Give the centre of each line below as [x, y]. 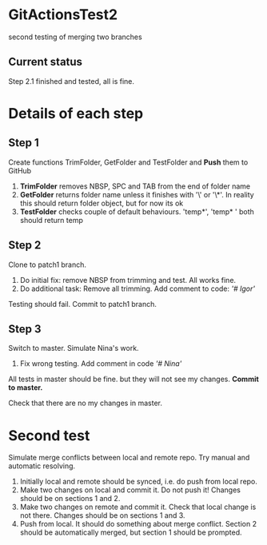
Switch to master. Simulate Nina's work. [74, 348]
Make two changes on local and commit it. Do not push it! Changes [130, 490]
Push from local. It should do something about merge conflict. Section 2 [138, 524]
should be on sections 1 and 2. [70, 499]
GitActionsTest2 [63, 15]
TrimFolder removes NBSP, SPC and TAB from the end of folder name [135, 186]
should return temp [52, 220]
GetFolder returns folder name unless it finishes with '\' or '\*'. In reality [137, 194]
